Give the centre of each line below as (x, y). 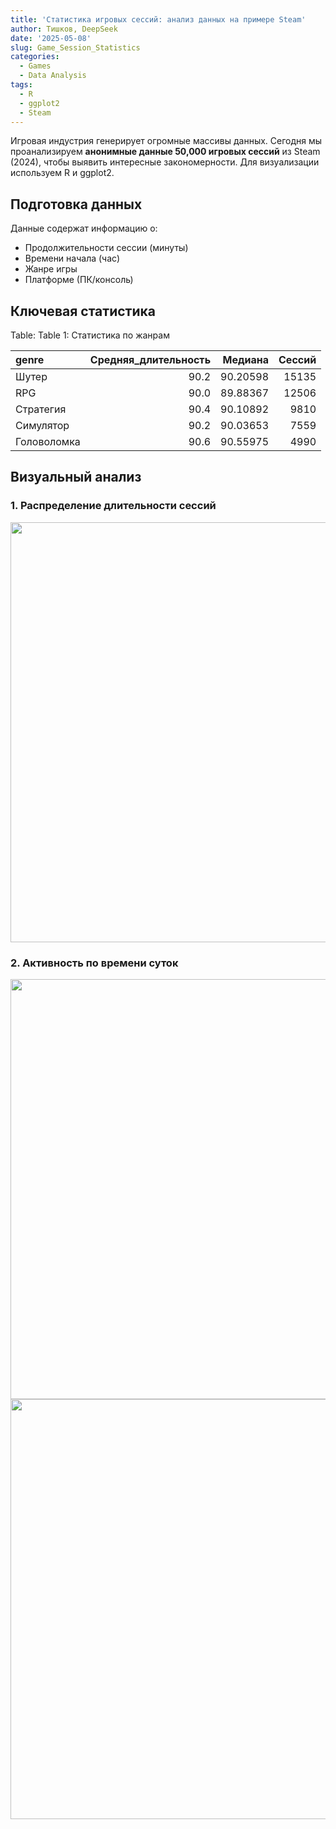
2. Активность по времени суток (94, 963)
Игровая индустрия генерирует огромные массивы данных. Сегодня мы (166, 141)
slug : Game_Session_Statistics (75, 47)
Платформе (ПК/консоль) (79, 280)
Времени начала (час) (72, 258)
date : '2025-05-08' (51, 38)
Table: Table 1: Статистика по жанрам (90, 335)
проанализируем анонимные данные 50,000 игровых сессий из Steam (165, 152)
